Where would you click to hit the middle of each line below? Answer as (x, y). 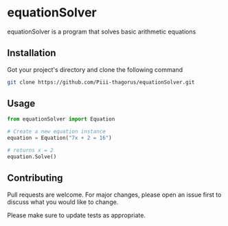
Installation (32, 53)
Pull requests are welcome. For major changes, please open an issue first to (114, 194)
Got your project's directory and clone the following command (95, 69)
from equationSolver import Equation (61, 119)
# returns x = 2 (30, 151)
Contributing (35, 178)
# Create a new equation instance (57, 131)
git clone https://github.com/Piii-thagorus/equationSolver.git (101, 82)
